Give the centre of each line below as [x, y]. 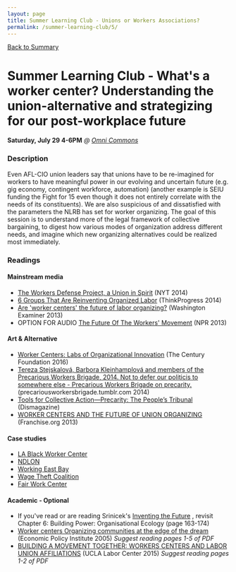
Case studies [27, 438]
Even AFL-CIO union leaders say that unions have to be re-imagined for [111, 174]
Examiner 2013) [40, 315]
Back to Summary [33, 47]
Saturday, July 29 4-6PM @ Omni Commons [73, 140]
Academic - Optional [38, 500]
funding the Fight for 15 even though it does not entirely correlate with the [114, 197]
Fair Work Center [42, 484]
